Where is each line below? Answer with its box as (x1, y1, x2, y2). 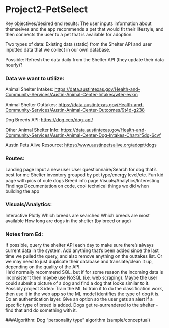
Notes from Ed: (5, 231, 43, 238)
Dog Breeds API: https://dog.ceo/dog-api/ (5, 117, 93, 123)
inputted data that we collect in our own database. (5, 46, 110, 53)
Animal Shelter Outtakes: (5, 102, 58, 108)
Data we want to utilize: (5, 74, 65, 82)
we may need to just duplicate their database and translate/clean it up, (5, 259, 153, 265)
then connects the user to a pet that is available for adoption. (5, 31, 133, 37)
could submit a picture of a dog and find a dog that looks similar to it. (5, 280, 150, 286)
